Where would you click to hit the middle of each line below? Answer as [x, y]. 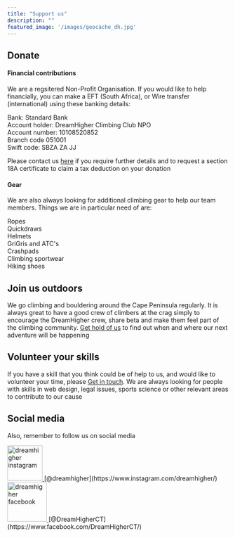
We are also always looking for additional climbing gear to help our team [112, 200]
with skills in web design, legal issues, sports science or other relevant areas [118, 389]
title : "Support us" [38, 14]
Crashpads [23, 251]
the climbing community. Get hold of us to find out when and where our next [117, 327]
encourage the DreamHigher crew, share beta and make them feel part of [113, 320]
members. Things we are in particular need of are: [80, 207]
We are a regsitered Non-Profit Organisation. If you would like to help [107, 89]
